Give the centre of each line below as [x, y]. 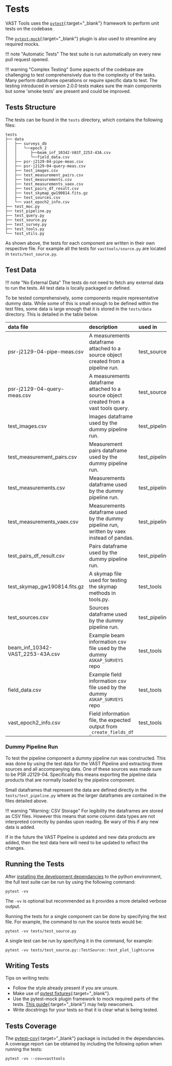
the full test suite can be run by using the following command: [70, 882]
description [103, 327]
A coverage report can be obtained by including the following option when [84, 1044]
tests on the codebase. [29, 28]
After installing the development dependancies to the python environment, [84, 877]
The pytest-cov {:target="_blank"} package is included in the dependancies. [85, 1038]
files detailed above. [27, 801]
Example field [105, 674]
